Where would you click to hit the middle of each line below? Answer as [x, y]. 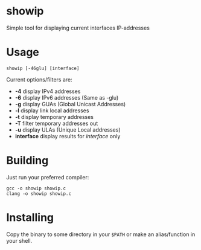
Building [27, 161]
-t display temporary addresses [54, 117]
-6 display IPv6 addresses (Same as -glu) [67, 97]
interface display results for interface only [68, 136]
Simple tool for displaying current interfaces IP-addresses [78, 28]
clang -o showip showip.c [39, 194]
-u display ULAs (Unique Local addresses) [68, 130]
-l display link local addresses [52, 111]
